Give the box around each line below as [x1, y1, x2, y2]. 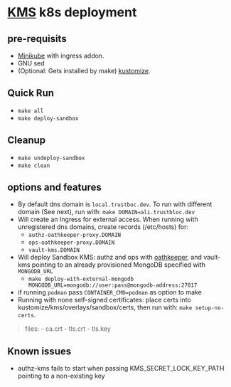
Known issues [7, 345, 72, 357]
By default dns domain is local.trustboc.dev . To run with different [17, 200, 213, 208]
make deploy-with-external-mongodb [28, 275, 134, 283]
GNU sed [17, 59, 45, 68]
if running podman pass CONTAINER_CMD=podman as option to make [17, 288, 203, 297]
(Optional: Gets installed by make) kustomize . [17, 67, 151, 75]
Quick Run [7, 87, 55, 100]
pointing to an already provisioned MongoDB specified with [31, 260, 206, 269]
